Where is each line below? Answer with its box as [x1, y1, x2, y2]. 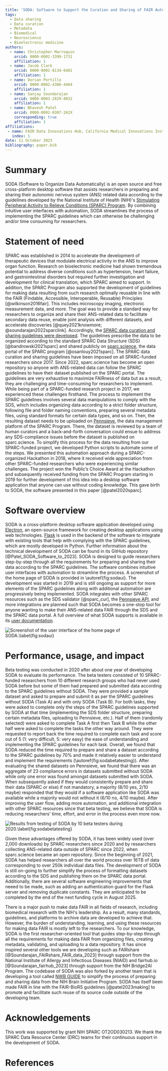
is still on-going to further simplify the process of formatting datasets [5, 867, 147, 874]
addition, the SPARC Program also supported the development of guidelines [5, 284, 161, 290]
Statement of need [5, 236, 84, 248]
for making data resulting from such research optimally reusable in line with [5, 290, 161, 296]
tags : [5, 12, 16, 17]
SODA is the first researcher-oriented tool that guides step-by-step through [5, 930, 160, 936]
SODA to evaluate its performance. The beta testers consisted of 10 [5, 672, 144, 678]
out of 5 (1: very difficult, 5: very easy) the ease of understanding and [5, 736, 148, 742]
